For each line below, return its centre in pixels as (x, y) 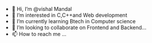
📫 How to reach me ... (39, 34)
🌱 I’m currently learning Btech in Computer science (74, 21)
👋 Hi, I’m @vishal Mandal (42, 9)
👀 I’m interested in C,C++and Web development (70, 15)
